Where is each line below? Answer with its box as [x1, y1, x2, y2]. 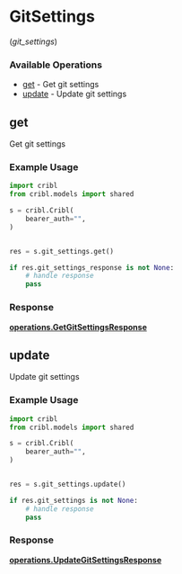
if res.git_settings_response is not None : [9, 263, 175, 272]
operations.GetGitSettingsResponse [9, 321, 148, 332]
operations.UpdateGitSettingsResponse [9, 554, 162, 565]
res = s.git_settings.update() [9, 480, 126, 489]
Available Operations [9, 58, 103, 71]
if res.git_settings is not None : [9, 496, 139, 505]
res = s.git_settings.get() [9, 247, 115, 256]
